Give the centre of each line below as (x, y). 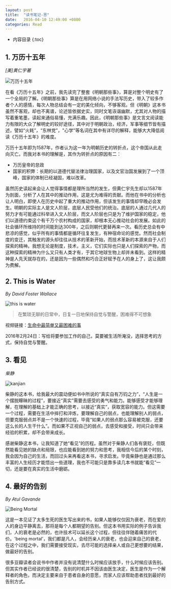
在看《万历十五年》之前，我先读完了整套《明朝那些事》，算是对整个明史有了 (84, 92)
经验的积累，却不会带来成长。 (36, 432)
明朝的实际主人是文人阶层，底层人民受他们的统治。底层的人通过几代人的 (90, 208)
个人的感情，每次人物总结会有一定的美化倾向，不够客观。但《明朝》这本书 (88, 105)
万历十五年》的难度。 (36, 137)
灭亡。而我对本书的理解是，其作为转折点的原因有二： (65, 154)
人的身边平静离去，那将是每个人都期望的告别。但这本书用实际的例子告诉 (81, 526)
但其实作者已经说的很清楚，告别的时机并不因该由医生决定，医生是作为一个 (83, 569)
